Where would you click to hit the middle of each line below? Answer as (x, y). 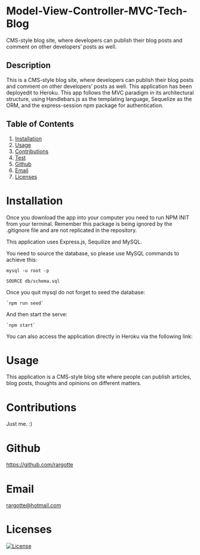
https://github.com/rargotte (40, 465)
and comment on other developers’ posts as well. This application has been (99, 86)
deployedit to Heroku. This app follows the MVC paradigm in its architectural (100, 92)
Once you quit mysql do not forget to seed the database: (76, 292)
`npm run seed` (25, 303)
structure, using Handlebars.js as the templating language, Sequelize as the (99, 99)
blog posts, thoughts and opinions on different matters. (74, 383)
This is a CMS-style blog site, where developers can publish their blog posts (100, 80)
